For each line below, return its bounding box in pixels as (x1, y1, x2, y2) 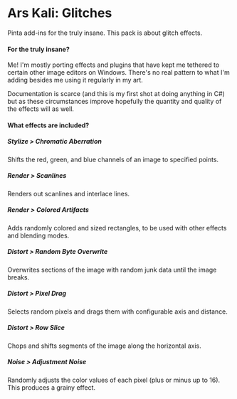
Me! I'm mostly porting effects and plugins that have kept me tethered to (7, 60, 220, 69)
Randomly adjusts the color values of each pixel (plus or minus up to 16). (7, 376, 221, 384)
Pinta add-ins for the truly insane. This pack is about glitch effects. (7, 28, 203, 37)
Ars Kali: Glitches (7, 5, 112, 21)
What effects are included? (7, 121, 90, 129)
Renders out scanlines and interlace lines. (7, 189, 130, 198)
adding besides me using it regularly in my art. (7, 76, 144, 85)
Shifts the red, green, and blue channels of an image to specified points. (7, 155, 219, 164)
